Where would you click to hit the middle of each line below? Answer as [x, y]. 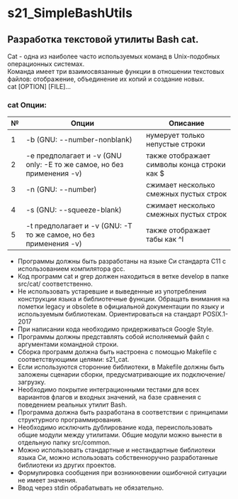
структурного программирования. [70, 420]
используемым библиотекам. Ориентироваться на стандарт [109, 314]
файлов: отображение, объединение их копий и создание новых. [106, 79]
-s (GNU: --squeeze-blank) [74, 210]
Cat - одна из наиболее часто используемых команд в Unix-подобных [114, 56]
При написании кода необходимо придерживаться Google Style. [115, 329]
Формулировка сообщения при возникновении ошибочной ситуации [122, 473]
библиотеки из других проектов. [67, 465]
